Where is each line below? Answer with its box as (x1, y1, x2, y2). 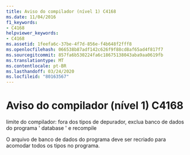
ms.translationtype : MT (6, 57, 64, 63)
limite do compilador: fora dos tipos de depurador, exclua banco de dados (6, 118, 184, 126)
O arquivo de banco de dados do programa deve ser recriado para (6, 136, 167, 143)
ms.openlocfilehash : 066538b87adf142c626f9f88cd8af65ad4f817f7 (6, 47, 164, 53)
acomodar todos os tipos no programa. (6, 142, 101, 149)
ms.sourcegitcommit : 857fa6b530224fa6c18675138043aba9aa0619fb (6, 52, 164, 58)
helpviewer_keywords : (6, 30, 59, 36)
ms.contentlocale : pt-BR (6, 63, 67, 69)
